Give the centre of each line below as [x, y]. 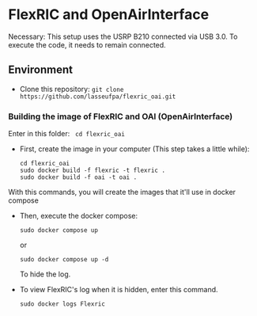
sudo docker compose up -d [64, 260]
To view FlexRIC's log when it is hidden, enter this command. [119, 290]
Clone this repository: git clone [72, 89]
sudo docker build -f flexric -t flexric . [93, 171]
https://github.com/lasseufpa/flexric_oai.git [98, 97]
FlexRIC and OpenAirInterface [109, 15]
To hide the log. [45, 274]
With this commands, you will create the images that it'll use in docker [122, 192]
